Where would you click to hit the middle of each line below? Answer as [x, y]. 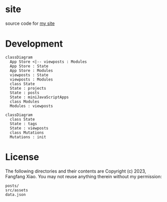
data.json [16, 194]
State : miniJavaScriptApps [39, 97]
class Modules [25, 102]
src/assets [17, 190]
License [22, 157]
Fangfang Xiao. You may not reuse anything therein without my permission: [83, 176]
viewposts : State [29, 75]
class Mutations [27, 133]
